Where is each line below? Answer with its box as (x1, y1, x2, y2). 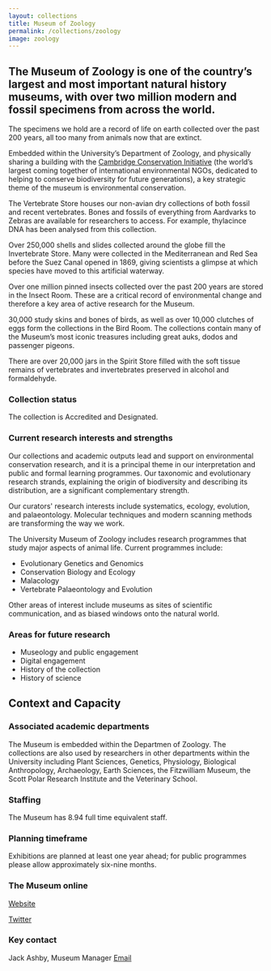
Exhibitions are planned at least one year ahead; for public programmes (8, 851, 247, 861)
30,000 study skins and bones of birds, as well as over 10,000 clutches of (8, 315, 255, 324)
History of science (19, 672, 82, 682)
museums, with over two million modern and (8, 90, 237, 104)
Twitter (8, 914, 32, 924)
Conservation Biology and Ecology (19, 567, 136, 577)
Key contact (8, 934, 57, 946)
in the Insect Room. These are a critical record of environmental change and (8, 290, 262, 300)
